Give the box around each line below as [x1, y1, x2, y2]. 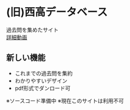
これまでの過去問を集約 [14, 70, 73, 77]
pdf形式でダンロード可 [14, 84, 71, 92]
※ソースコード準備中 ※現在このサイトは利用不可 [6, 97, 124, 104]
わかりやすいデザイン [14, 77, 67, 84]
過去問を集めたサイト [6, 26, 58, 33]
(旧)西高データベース [6, 5, 108, 19]
